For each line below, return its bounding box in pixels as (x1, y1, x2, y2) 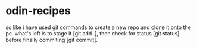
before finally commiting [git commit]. (5, 36, 98, 43)
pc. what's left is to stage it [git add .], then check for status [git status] (5, 30, 180, 37)
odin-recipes (5, 4, 71, 18)
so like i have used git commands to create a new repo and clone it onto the (5, 24, 191, 31)
